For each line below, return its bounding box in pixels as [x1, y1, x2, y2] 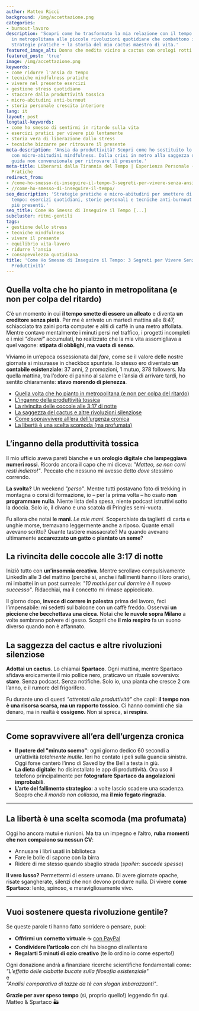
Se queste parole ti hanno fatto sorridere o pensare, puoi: [6, 922, 146, 930]
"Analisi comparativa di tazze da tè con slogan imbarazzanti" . [6, 980, 158, 987]
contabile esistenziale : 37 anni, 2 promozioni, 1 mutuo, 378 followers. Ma [6, 366, 186, 373]
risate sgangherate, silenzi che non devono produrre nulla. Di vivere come [6, 878, 187, 885]
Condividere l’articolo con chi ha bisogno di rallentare [14, 943, 148, 950]
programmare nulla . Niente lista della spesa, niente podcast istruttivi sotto [6, 497, 188, 505]
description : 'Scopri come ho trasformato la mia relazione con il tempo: [6, 31, 195, 37]
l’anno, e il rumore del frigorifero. [6, 684, 86, 691]
